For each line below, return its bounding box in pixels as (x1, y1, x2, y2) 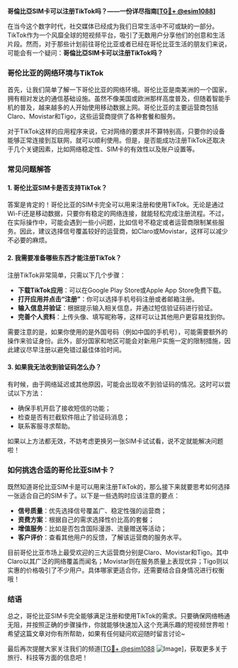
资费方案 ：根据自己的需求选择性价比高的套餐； (17, 515, 154, 524)
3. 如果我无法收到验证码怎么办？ (7, 363, 102, 371)
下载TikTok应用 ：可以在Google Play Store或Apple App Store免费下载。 (17, 285, 225, 294)
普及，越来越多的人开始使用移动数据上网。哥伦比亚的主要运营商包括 (19, 103, 218, 112)
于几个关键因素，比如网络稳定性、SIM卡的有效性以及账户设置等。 (7, 145, 199, 153)
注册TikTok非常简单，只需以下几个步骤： (7, 270, 126, 279)
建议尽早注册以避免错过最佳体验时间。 (13, 345, 125, 354)
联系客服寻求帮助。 (17, 422, 74, 430)
